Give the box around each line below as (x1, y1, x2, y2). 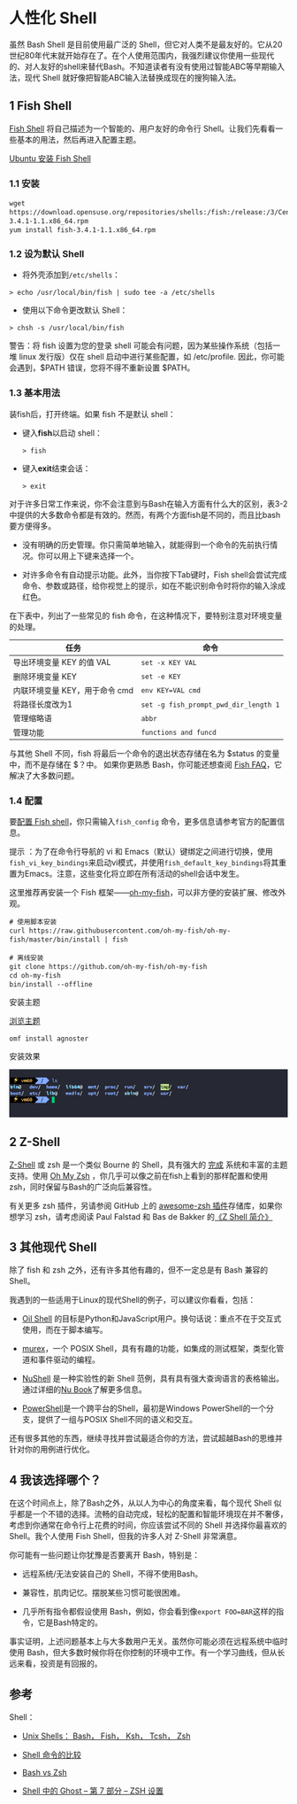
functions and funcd (141, 728, 217, 738)
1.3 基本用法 (9, 387, 61, 399)
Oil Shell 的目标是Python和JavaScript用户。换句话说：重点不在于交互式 (21, 1313, 282, 1324)
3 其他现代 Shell (9, 1240, 97, 1255)
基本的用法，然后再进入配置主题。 (16, 134, 141, 144)
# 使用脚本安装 (9, 917, 57, 926)
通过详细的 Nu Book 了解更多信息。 (21, 1384, 148, 1395)
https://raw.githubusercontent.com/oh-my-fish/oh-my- (28, 926, 232, 935)
